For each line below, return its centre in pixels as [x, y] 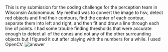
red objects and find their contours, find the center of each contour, [75, 18]
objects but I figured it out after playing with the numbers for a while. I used [83, 39]
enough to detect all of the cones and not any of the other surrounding [78, 34]
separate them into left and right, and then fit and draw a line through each [82, 23]
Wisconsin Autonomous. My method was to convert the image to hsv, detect [84, 12]
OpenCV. [15, 44]
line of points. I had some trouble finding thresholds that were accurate [78, 28]
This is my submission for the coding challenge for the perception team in [81, 7]
